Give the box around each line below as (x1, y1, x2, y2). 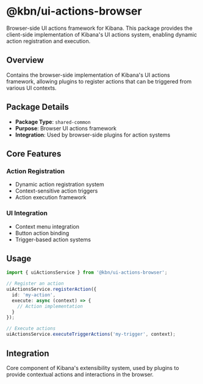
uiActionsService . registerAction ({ (6, 286, 97, 293)
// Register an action (6, 280, 64, 287)
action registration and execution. (6, 37, 91, 44)
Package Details (6, 102, 69, 112)
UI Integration (6, 209, 48, 218)
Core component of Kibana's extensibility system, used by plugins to (6, 364, 179, 371)
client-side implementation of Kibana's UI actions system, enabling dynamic (6, 30, 197, 38)
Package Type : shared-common (15, 118, 91, 126)
